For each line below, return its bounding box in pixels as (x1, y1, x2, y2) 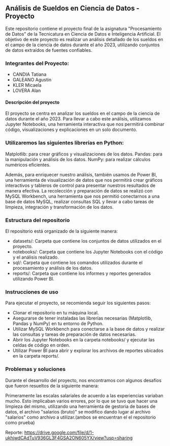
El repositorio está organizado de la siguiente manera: (5, 228, 118, 234)
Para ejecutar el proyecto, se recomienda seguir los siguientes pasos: (5, 300, 151, 306)
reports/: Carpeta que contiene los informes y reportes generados (12, 270, 151, 276)
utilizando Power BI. (12, 275, 55, 281)
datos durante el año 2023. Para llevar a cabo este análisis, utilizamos (5, 116, 151, 122)
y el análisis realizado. (12, 254, 59, 260)
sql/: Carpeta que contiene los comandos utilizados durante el (12, 259, 143, 266)
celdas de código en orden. (12, 342, 70, 348)
